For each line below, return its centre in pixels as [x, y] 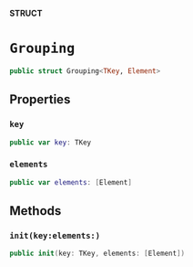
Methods [36, 211]
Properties [40, 100]
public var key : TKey [51, 142]
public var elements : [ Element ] [71, 182]
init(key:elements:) [55, 235]
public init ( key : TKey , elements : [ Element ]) [97, 254]
